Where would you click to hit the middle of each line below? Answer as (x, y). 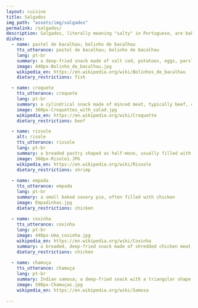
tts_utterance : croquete (47, 94)
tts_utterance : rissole (46, 143)
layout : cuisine (26, 11)
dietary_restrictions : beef (51, 121)
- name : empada (30, 181)
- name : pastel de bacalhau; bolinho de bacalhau (73, 45)
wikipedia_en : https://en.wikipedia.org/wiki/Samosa (83, 290)
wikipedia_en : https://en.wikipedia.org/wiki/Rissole (84, 164)
